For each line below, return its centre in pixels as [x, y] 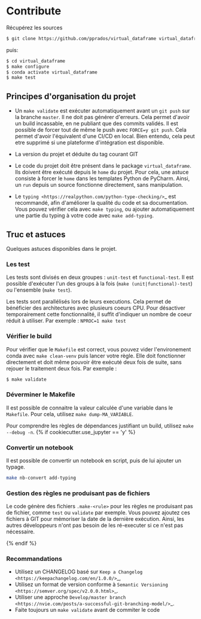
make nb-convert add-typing [41, 478]
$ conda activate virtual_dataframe [52, 72]
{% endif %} [22, 544]
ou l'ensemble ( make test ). [39, 290]
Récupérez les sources [34, 28]
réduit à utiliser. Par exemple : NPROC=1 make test [66, 321]
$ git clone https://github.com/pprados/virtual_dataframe [81, 38]
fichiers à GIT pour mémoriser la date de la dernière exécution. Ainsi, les [95, 519]
